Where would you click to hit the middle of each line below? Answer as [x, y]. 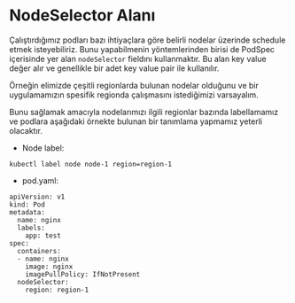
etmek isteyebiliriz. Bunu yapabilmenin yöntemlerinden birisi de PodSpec [142, 49]
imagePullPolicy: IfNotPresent [83, 274]
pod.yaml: [40, 180]
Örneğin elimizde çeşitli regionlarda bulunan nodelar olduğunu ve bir [134, 85]
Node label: [43, 148]
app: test [43, 236]
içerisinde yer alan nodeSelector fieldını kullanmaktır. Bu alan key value [138, 58]
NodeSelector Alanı [82, 16]
